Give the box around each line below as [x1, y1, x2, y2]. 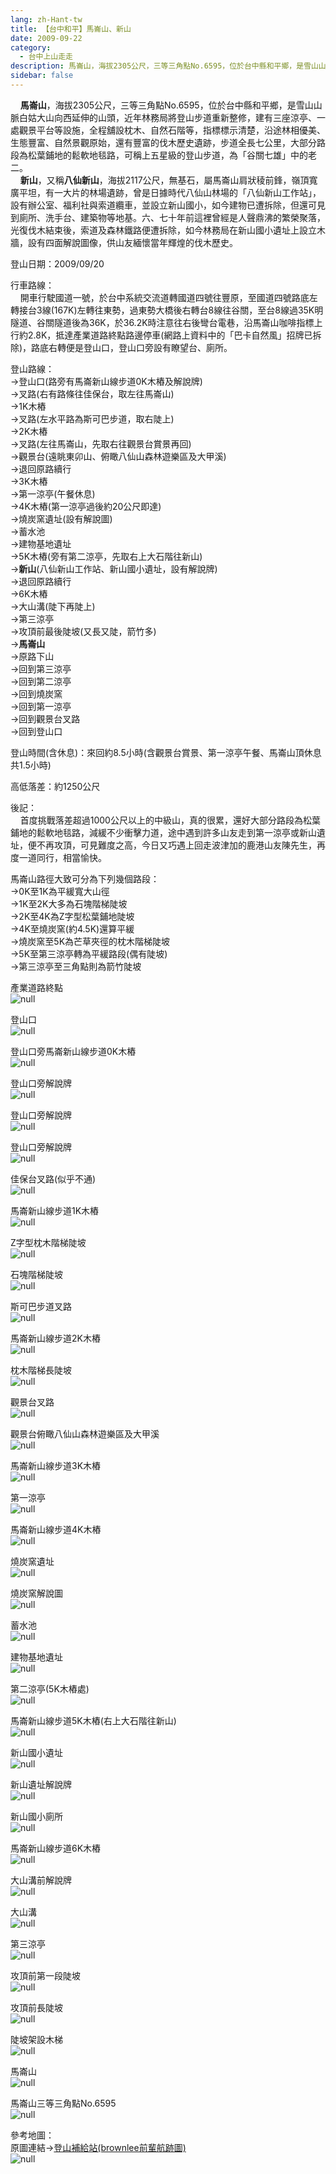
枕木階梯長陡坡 [10, 1364, 72, 1376]
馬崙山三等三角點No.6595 [10, 2097, 117, 2109]
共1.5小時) [10, 759, 52, 771]
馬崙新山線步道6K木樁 [10, 1842, 102, 1854]
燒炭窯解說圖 [10, 1587, 63, 1599]
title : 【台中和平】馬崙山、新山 [10, 24, 132, 34]
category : [10, 42, 52, 53]
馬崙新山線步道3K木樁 [10, 1459, 102, 1471]
